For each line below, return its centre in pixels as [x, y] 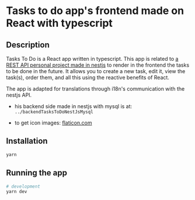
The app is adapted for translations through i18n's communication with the [95, 89]
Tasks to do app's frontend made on [95, 11]
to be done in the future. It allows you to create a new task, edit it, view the [96, 71]
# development [23, 186]
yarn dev [17, 192]
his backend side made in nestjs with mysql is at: [73, 106]
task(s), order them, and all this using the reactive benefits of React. [88, 77]
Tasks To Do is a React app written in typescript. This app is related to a [92, 59]
